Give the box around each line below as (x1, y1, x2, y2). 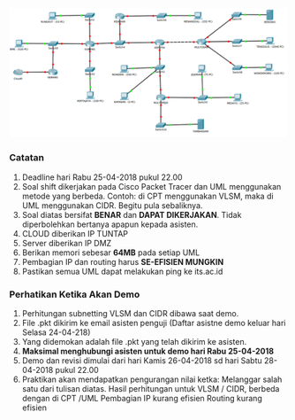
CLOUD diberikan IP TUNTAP (21, 228, 129, 238)
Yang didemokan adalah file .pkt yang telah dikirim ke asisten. (21, 336, 247, 346)
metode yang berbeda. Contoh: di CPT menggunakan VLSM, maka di (21, 191, 274, 201)
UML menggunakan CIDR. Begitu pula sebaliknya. (21, 199, 203, 211)
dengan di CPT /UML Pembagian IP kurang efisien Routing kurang (21, 393, 262, 403)
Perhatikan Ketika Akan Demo (9, 288, 140, 300)
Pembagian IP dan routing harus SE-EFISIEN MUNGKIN (21, 256, 224, 267)
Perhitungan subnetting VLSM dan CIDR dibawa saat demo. (21, 307, 239, 318)
